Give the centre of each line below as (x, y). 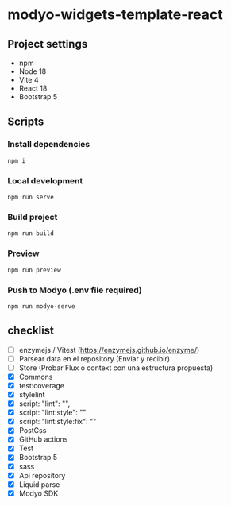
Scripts (26, 122)
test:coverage (42, 385)
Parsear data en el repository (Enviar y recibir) (94, 358)
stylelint (32, 394)
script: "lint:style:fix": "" (58, 422)
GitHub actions (43, 439)
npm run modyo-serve (42, 306)
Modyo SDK (38, 493)
